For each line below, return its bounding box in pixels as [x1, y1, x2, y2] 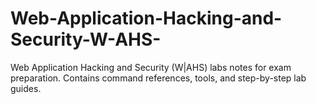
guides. [10, 82, 42, 94]
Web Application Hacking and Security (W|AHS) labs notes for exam [10, 61, 292, 73]
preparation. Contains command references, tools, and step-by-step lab [10, 72, 307, 84]
